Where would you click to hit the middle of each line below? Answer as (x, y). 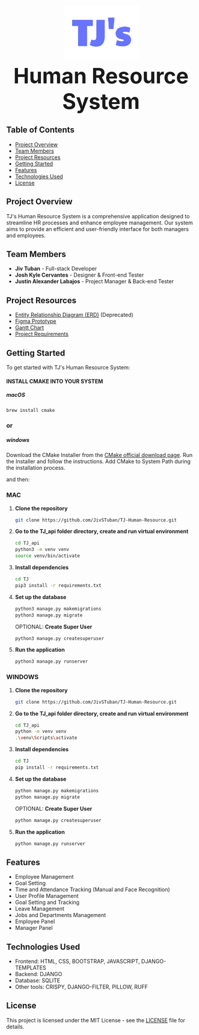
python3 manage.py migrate (49, 615)
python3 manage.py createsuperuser (60, 638)
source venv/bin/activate (47, 556)
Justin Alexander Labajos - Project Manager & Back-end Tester (94, 281)
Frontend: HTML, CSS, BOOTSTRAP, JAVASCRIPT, (77, 961)
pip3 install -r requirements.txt (58, 585)
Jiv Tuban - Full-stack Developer (56, 269)
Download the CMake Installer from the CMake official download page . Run (99, 455)
